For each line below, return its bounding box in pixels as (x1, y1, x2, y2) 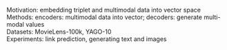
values (26, 21, 45, 28)
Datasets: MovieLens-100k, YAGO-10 (6, 27, 112, 36)
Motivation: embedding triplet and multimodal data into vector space (6, 6, 201, 14)
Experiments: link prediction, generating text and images (6, 35, 167, 43)
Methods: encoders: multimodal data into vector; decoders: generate (6, 13, 203, 21)
